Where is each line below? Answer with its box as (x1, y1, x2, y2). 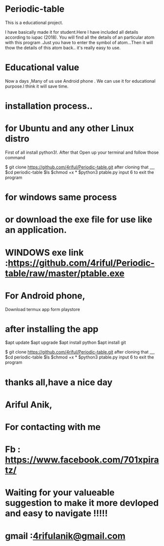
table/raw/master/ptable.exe (5, 268, 124, 279)
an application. (5, 224, 67, 236)
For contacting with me (5, 422, 101, 432)
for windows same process (5, 192, 117, 203)
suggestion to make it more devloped (5, 498, 159, 509)
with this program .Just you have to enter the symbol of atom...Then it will (5, 39, 153, 45)
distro (5, 133, 30, 144)
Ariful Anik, (5, 399, 53, 410)
